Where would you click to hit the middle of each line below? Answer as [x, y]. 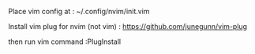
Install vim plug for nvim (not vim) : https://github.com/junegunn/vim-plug [127, 26]
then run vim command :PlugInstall [64, 41]
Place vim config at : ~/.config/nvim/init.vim [79, 11]
